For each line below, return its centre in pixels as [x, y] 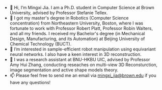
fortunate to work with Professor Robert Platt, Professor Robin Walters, [81, 28]
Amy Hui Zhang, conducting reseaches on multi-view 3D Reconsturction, [83, 65]
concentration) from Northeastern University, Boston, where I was [76, 23]
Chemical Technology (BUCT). [40, 44]
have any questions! [30, 82]
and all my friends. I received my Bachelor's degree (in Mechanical [77, 34]
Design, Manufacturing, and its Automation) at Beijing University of [77, 39]
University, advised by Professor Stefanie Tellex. [59, 13]
